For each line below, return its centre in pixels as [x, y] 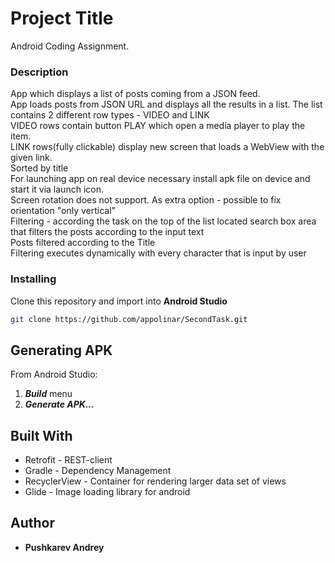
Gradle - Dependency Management [98, 471]
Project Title [62, 18]
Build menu [48, 394]
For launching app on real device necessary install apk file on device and [160, 179]
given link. [31, 158]
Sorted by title [39, 168]
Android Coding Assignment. [70, 46]
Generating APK [61, 350]
